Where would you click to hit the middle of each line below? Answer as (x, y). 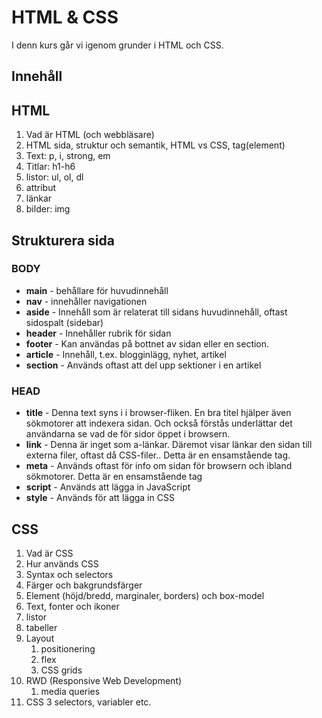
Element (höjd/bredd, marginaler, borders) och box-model (145, 595)
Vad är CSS (49, 553)
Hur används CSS (62, 563)
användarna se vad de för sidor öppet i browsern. (128, 434)
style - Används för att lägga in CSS (100, 498)
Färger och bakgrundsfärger (84, 585)
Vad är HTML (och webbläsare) (90, 135)
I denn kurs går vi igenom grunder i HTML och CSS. (117, 45)
